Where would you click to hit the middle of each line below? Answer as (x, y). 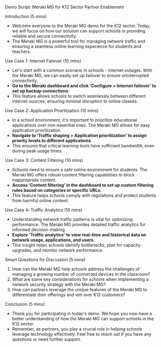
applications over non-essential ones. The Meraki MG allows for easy (81, 125)
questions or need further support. (46, 339)
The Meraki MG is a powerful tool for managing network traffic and (79, 41)
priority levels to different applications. (52, 141)
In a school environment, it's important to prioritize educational (74, 120)
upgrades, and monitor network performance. (58, 250)
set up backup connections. (41, 91)
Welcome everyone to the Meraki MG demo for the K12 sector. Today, (81, 26)
